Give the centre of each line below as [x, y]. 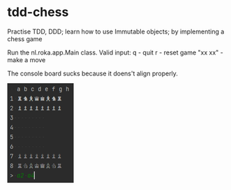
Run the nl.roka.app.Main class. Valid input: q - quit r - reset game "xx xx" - [115, 52]
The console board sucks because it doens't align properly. [92, 73]
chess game [25, 38]
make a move [27, 59]
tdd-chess [38, 12]
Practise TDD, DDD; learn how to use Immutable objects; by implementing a [116, 31]
